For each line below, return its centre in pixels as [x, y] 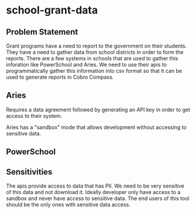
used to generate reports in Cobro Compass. [60, 77]
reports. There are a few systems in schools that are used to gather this [92, 58]
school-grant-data [52, 10]
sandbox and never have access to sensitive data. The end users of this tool [98, 198]
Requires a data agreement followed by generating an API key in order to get [98, 110]
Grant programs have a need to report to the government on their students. [97, 46]
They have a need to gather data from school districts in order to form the [95, 52]
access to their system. [34, 116]
